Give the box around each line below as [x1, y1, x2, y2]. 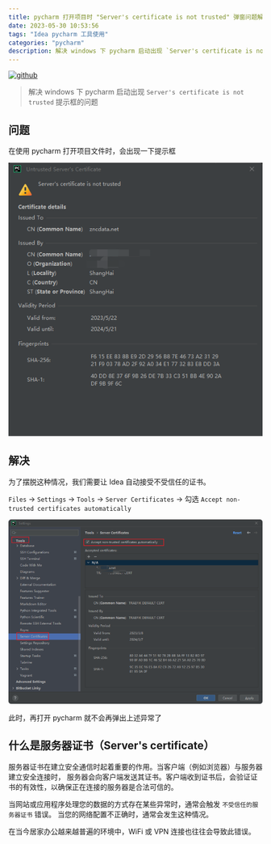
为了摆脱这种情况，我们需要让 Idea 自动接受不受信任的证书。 [8, 477, 211, 487]
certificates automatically [37, 504, 131, 513]
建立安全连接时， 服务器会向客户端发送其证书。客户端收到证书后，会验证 [8, 772, 251, 782]
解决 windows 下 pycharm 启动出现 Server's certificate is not [27, 87, 244, 97]
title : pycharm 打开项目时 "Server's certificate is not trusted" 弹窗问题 [8, 13, 258, 21]
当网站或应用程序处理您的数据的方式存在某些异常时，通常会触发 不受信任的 [8, 799, 252, 808]
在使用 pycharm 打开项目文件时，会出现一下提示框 [8, 146, 176, 155]
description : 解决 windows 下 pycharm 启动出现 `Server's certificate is [8, 47, 253, 56]
